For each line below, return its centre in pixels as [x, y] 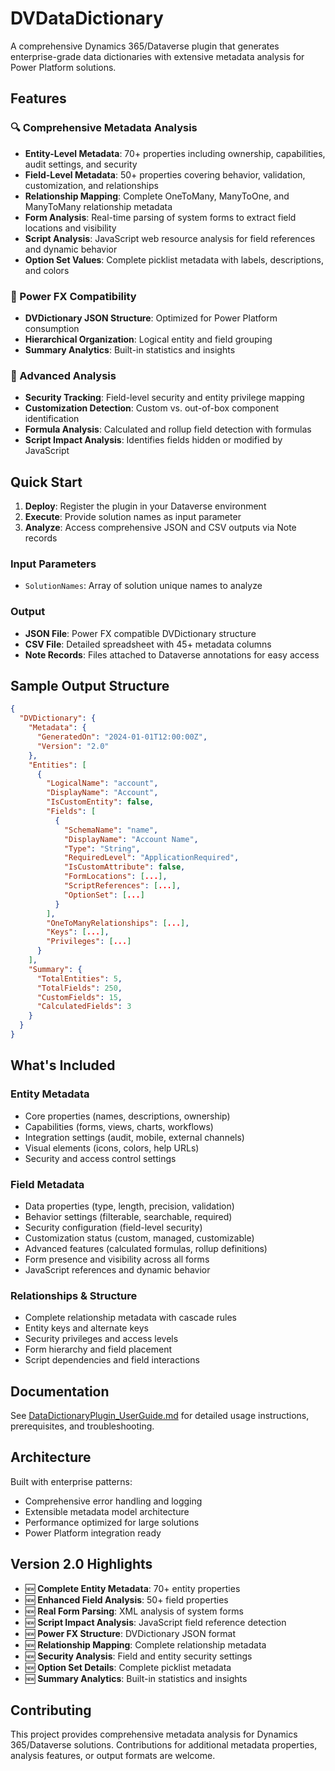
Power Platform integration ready [93, 1533]
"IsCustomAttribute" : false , [124, 867]
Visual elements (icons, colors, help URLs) [112, 1148]
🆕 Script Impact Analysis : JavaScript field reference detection [155, 1622]
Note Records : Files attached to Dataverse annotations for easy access [172, 654]
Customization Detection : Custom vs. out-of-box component [152, 408]
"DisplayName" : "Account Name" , [131, 839]
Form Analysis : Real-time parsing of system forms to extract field [160, 217]
